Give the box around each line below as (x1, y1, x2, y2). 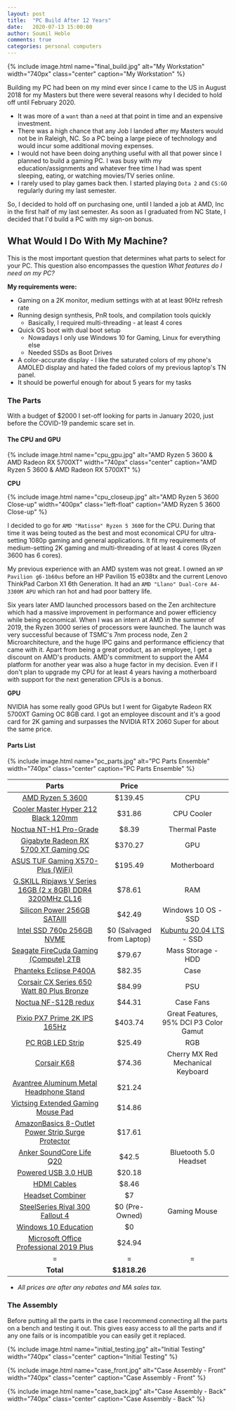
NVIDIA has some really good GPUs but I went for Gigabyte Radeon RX (7, 703, 212, 711)
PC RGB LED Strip (25, 1037, 84, 1047)
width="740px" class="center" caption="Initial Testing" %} (7, 1352, 178, 1361)
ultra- (200, 529, 217, 537)
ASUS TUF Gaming (11, 856, 74, 866)
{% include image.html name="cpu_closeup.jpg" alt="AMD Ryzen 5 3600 (7, 493, 219, 501)
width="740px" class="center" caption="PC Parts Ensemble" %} (7, 764, 195, 772)
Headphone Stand (25, 1086, 86, 1096)
